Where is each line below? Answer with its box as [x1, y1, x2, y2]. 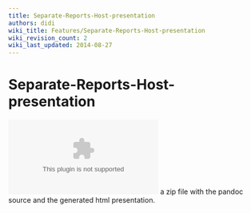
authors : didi [8, 19, 56, 27]
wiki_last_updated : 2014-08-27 [8, 41, 113, 49]
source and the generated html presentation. [8, 195, 156, 205]
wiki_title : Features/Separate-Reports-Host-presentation [8, 26, 205, 34]
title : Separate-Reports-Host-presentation [8, 11, 156, 20]
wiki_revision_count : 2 [8, 34, 88, 42]
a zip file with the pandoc [159, 187, 244, 196]
